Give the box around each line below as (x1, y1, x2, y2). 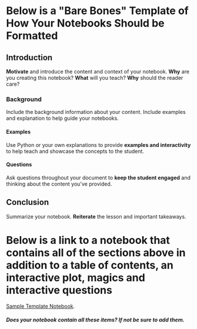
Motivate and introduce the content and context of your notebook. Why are (6, 68, 190, 75)
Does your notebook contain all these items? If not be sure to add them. (6, 316, 185, 324)
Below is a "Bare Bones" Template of (6, 4, 189, 18)
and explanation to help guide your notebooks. (6, 115, 119, 122)
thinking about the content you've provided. (6, 180, 112, 187)
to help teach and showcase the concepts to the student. (6, 147, 144, 155)
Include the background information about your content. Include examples (6, 109, 186, 116)
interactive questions (6, 283, 113, 297)
